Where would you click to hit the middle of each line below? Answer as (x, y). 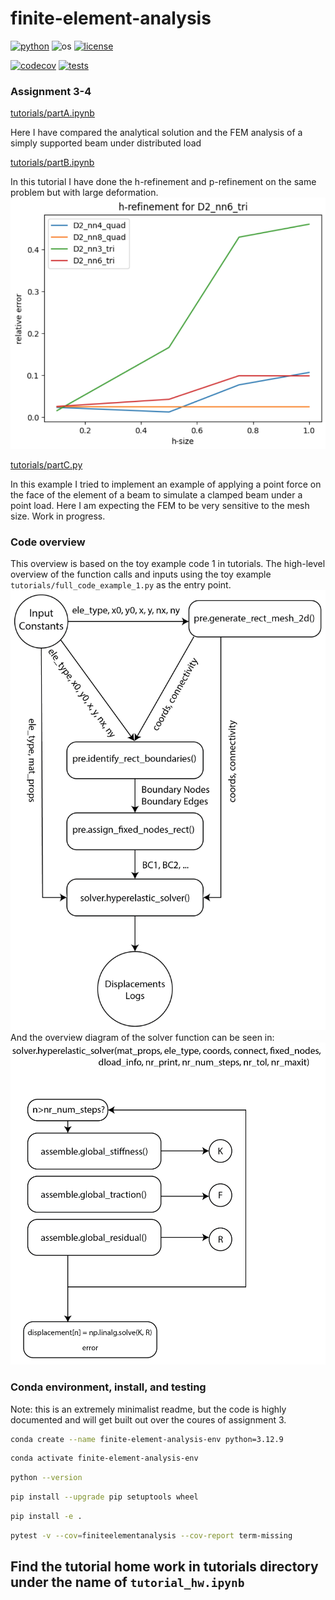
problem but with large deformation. (84, 193)
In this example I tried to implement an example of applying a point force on (166, 484)
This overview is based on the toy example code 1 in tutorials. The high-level (168, 564)
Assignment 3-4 (51, 91)
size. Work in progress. (58, 516)
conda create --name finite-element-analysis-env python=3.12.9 (147, 1439)
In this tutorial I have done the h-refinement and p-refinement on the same (163, 182)
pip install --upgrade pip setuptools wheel (104, 1497)
